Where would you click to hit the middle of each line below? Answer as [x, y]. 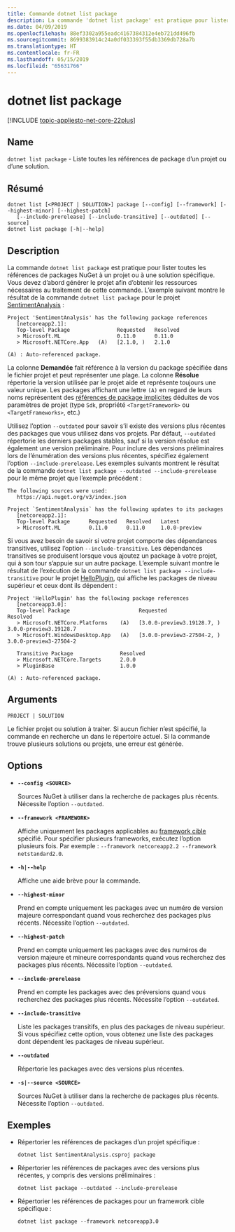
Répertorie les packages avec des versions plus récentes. [101, 1069]
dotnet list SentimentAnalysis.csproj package [86, 1155]
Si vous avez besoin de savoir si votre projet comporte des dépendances [112, 541]
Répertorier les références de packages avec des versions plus [108, 1168]
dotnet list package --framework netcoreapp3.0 [88, 1221]
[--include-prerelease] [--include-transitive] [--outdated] [107, 217]
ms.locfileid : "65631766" [45, 66]
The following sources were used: [58, 491]
